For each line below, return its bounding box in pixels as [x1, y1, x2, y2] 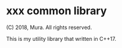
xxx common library [6, 4, 107, 18]
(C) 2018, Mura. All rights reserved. [6, 24, 92, 31]
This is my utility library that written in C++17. [6, 35, 117, 42]
